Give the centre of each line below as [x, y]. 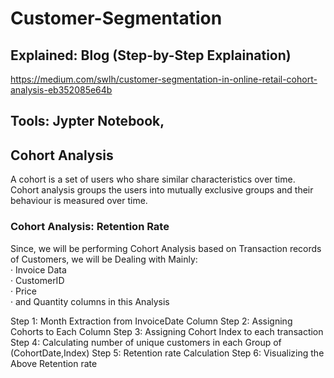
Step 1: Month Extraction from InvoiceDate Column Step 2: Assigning [151, 321]
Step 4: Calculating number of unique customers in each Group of [146, 342]
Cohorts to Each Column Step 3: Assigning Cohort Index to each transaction [167, 331]
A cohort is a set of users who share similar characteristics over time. [153, 179]
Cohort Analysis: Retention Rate [90, 227]
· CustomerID [37, 280]
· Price [23, 291]
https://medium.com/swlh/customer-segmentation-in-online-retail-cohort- [164, 79]
